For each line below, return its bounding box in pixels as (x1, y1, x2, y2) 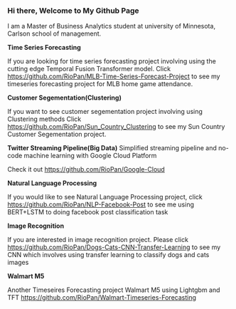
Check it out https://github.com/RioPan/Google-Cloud (7, 165, 165, 174)
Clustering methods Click (7, 115, 82, 123)
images (7, 258, 29, 267)
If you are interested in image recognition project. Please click (7, 236, 188, 244)
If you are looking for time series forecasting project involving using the (7, 57, 217, 66)
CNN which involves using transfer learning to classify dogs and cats (7, 251, 210, 259)
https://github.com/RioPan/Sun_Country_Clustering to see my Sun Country (7, 122, 225, 131)
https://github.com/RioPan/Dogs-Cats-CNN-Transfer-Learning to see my (7, 243, 221, 251)
